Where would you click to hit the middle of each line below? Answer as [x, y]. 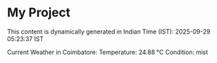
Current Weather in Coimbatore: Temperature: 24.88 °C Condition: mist [107, 52]
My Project [39, 13]
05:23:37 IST [25, 38]
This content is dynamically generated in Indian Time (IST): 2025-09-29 [109, 32]
